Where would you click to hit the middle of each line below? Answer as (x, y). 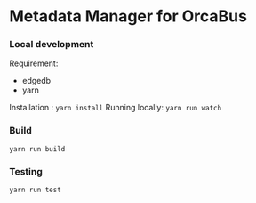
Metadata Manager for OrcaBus (128, 16)
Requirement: (34, 63)
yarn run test (36, 190)
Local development (52, 45)
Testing (26, 171)
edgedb (36, 81)
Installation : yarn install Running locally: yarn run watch (116, 108)
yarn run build (37, 149)
